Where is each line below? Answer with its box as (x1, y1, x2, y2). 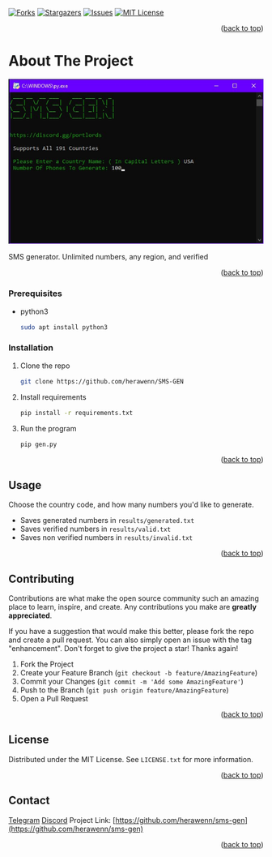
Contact (8, 794, 50, 808)
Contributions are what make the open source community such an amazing (8, 593, 259, 603)
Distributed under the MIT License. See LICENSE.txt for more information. (8, 754, 253, 764)
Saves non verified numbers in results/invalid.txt (19, 533, 193, 542)
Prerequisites (8, 288, 62, 299)
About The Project (8, 52, 134, 71)
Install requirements (19, 392, 87, 401)
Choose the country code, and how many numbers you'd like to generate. (8, 499, 255, 510)
